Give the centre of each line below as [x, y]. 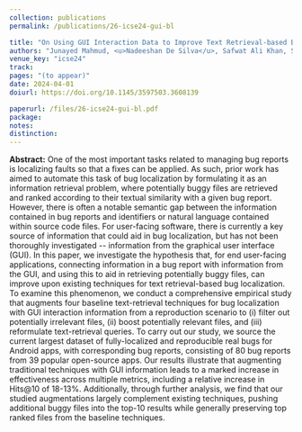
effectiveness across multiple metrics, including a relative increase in [137, 380]
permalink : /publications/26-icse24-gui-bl [92, 26]
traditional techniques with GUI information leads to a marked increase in [144, 370]
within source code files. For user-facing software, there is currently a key [147, 227]
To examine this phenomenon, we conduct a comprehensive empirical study [151, 293]
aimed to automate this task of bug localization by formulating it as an [138, 179]
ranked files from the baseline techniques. [87, 418]
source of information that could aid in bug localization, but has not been [144, 236]
